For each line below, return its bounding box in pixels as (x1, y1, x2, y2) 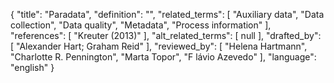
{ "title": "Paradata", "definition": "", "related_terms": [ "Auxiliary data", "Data (10, 9, 325, 20)
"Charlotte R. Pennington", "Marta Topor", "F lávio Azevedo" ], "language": (10, 51, 317, 63)
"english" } (10, 62, 55, 73)
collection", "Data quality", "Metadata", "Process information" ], (10, 19, 272, 31)
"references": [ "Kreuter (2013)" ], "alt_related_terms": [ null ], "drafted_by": (10, 30, 322, 41)
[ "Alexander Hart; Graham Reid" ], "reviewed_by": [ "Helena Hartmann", (10, 40, 308, 52)
